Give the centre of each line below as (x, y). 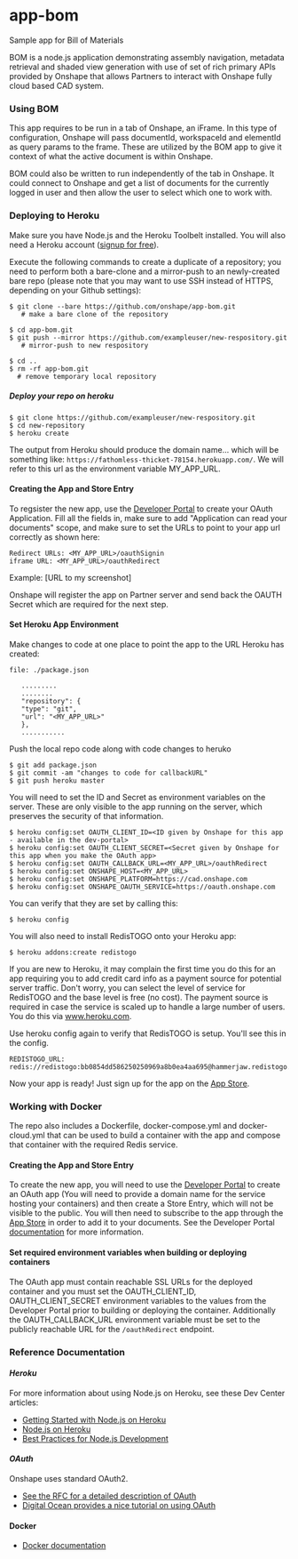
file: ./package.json (49, 670)
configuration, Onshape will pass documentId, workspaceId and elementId (145, 138)
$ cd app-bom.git (41, 330)
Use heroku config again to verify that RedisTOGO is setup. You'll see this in (148, 1033)
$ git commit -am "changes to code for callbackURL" (109, 773)
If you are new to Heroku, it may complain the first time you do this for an (143, 968)
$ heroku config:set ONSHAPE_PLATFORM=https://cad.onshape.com (129, 879)
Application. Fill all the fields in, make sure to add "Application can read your (148, 518)
